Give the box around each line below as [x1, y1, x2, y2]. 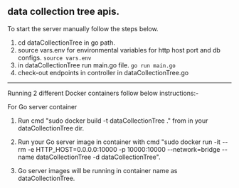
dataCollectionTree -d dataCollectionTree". [36, 153, 161, 161]
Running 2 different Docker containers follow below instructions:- [7, 89, 199, 97]
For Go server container [7, 102, 78, 111]
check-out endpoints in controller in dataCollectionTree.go [17, 68, 189, 77]
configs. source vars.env [17, 53, 92, 62]
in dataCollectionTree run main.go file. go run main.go [17, 60, 176, 70]
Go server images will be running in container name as [17, 166, 178, 175]
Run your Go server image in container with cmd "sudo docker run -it [17, 138, 221, 146]
